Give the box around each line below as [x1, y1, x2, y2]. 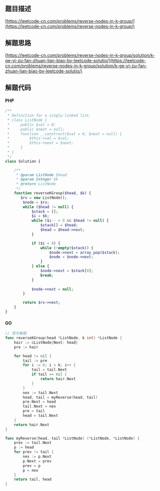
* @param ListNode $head [16, 172, 67, 177]
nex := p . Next [23, 454, 52, 459]
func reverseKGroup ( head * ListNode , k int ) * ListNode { [5, 336, 122, 341]
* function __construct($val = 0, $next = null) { [7, 131, 122, 137]
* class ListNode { [7, 117, 48, 122]
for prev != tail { [14, 450, 54, 455]
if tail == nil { [31, 372, 67, 377]
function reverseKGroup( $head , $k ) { [14, 191, 92, 196]
